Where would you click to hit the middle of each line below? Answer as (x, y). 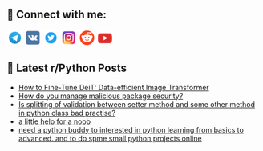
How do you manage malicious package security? (101, 96)
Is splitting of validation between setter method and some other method (136, 104)
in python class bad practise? (67, 113)
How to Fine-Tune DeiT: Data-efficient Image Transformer (113, 87)
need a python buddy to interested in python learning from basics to (131, 129)
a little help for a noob (55, 121)
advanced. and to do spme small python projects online (110, 138)
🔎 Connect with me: (57, 15)
